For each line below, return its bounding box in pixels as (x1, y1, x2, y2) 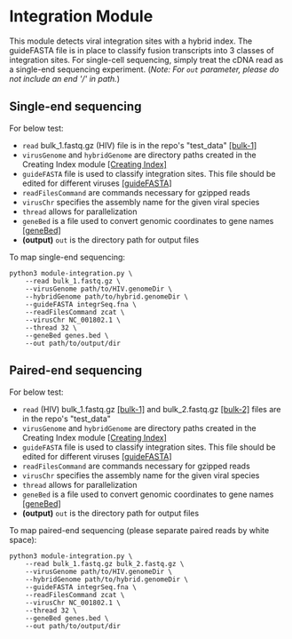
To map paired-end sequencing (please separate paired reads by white (9, 524, 270, 535)
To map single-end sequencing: (9, 252, 126, 262)
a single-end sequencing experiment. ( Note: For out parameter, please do (9, 64, 280, 75)
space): (9, 534, 37, 545)
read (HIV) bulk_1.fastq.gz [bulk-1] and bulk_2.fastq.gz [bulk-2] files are (21, 403, 281, 414)
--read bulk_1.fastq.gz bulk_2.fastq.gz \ (25, 559, 185, 568)
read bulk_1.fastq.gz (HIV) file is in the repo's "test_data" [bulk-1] (21, 140, 257, 150)
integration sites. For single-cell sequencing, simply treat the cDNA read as (9, 54, 284, 65)
